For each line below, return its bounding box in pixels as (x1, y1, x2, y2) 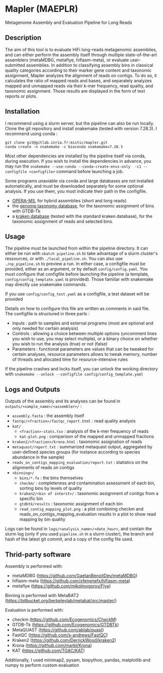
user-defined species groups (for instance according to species (12, 449, 140, 455)
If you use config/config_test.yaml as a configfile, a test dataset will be (5, 291, 149, 297)
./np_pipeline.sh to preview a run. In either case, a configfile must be (5, 261, 146, 267)
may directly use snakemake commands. (5, 282, 87, 288)
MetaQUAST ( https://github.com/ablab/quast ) (12, 627, 104, 633)
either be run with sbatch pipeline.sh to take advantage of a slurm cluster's (5, 250, 158, 256)
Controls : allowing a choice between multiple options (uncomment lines (12, 330, 157, 337)
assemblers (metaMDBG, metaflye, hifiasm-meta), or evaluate (5, 57, 129, 63)
